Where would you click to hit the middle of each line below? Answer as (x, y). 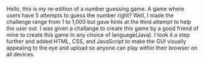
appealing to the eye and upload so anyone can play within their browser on (102, 48)
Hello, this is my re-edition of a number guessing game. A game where (95, 9)
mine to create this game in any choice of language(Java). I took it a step (98, 35)
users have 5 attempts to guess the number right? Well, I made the (90, 15)
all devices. (20, 54)
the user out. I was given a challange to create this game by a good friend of (102, 28)
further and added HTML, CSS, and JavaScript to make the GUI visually (96, 41)
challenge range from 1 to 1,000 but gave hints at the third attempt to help (99, 22)
